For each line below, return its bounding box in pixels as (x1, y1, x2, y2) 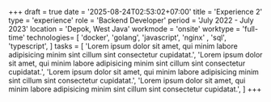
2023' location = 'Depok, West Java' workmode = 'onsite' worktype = (8, 24, 241, 33)
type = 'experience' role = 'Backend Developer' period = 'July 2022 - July (8, 15, 254, 25)
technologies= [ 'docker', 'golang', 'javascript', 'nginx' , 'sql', (27, 32, 227, 42)
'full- (242, 24, 259, 33)
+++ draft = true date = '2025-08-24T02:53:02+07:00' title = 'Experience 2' (8, 7, 263, 16)
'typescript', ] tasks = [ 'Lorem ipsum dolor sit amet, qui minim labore (8, 41, 239, 51)
